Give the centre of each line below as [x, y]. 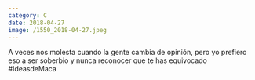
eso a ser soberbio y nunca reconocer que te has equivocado [108, 60]
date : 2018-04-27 [36, 23]
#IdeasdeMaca [32, 69]
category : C [27, 15]
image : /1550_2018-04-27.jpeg [58, 30]
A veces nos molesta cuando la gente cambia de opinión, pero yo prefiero [127, 53]
